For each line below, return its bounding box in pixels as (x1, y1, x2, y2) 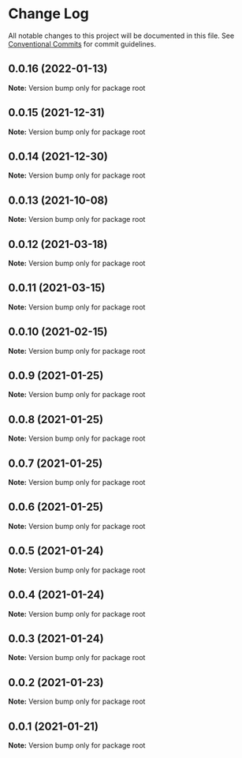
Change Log (8, 5, 89, 23)
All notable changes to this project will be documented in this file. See (8, 31, 235, 40)
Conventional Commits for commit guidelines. (8, 39, 156, 48)
